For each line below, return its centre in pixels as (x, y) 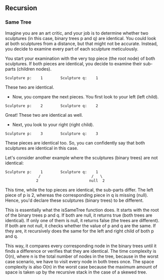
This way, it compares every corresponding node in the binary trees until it (81, 246)
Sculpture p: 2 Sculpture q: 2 (52, 106)
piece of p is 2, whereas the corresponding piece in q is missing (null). (77, 195)
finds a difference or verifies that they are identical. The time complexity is (81, 251)
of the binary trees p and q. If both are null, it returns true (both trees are (79, 215)
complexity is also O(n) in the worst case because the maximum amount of (81, 267)
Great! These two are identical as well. (44, 115)
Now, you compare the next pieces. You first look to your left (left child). (85, 96)
